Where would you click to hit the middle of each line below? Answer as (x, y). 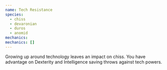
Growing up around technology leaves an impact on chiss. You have (75, 56)
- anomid (19, 33)
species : (14, 14)
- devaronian (23, 24)
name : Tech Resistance (29, 10)
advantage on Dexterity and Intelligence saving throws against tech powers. (84, 62)
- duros (18, 28)
